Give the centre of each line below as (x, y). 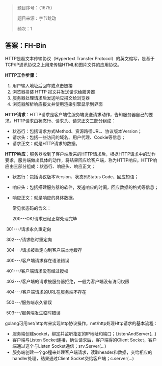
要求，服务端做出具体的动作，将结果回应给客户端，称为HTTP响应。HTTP (79, 160)
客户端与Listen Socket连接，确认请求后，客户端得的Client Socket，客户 (84, 340)
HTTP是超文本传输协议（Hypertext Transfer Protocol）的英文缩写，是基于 (80, 58)
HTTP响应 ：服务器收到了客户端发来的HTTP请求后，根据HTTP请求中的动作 (81, 154)
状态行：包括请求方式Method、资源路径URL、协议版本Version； (77, 131)
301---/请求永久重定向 (29, 229)
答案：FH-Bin (26, 46)
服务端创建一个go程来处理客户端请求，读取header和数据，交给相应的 (82, 352)
